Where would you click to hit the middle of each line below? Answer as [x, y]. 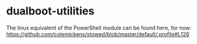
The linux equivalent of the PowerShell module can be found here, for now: [99, 28]
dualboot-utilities [50, 11]
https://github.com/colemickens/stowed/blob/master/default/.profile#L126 [98, 34]
